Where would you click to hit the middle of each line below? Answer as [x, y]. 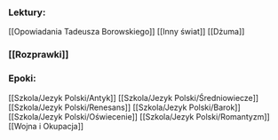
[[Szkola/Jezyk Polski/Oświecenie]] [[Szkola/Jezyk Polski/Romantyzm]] [139, 116]
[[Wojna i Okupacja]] [46, 126]
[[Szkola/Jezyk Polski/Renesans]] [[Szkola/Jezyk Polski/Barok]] [124, 107]
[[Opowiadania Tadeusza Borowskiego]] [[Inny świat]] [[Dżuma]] [127, 32]
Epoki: [22, 79]
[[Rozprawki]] [39, 55]
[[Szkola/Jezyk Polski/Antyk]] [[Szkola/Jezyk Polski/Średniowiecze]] [134, 97]
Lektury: [27, 12]
